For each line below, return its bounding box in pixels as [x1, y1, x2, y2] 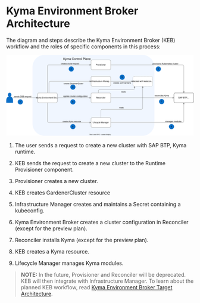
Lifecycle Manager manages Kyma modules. [14, 259, 124, 267]
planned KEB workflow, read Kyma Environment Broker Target [20, 283, 173, 290]
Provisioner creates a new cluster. [14, 177, 98, 184]
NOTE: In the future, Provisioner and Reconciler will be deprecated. [20, 271, 186, 278]
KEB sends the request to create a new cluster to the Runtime [14, 159, 165, 166]
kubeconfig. [14, 207, 45, 214]
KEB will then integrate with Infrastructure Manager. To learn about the [20, 277, 194, 285]
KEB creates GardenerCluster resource [14, 189, 111, 196]
